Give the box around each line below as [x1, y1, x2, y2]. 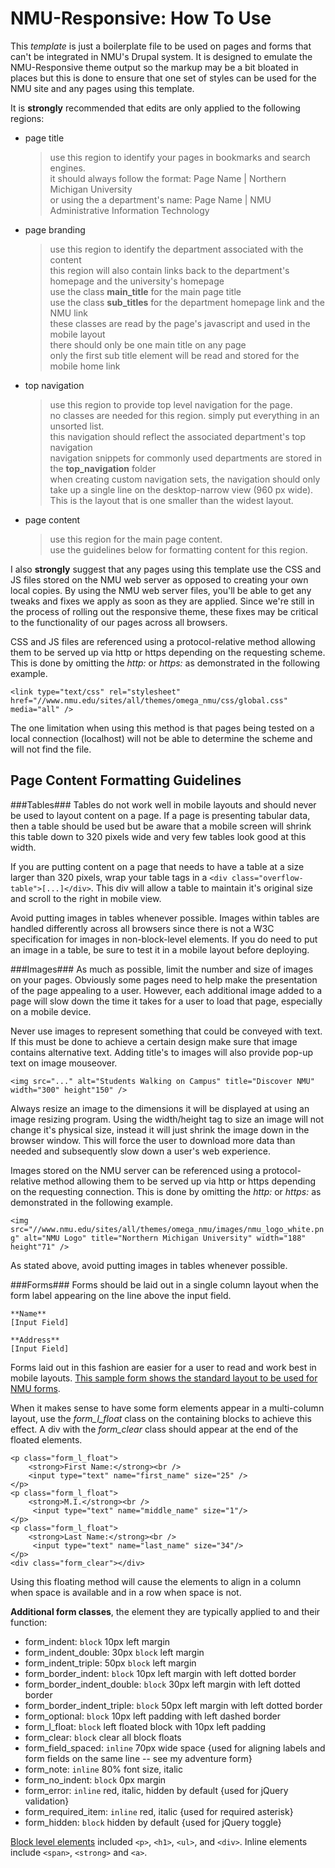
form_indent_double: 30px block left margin [24, 1646, 205, 1658]
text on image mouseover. [10, 1057, 118, 1069]
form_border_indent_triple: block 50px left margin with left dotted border [24, 1699, 323, 1711]
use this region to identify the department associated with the [49, 243, 304, 255]
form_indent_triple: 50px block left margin [24, 1657, 197, 1669]
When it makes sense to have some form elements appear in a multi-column [10, 1402, 325, 1414]
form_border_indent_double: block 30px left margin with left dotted [24, 1678, 301, 1690]
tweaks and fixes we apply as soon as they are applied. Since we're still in [10, 595, 315, 607]
